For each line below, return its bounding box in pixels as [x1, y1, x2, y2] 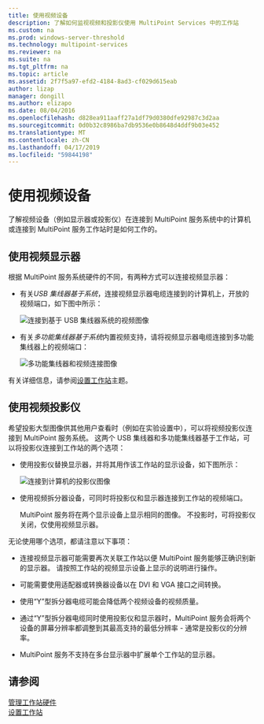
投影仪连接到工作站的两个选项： [21, 443, 126, 452]
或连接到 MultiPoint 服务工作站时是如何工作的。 [8, 225, 162, 234]
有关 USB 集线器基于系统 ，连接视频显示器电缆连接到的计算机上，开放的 [19, 289, 250, 298]
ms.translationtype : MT [8, 128, 86, 136]
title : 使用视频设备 [8, 11, 68, 20]
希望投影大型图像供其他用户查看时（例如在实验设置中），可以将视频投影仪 [8, 423, 246, 433]
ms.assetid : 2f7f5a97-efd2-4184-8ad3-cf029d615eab [8, 77, 178, 85]
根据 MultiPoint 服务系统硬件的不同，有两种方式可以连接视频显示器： [8, 273, 230, 281]
